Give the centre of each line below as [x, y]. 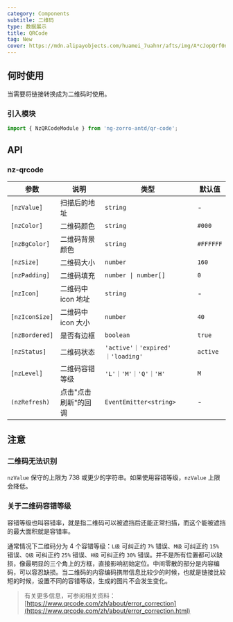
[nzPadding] [31, 275]
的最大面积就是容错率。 [41, 531]
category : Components [38, 14]
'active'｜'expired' [138, 347]
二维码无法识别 [32, 461]
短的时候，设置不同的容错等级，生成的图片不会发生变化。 [89, 580]
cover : [17, 46]
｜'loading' [124, 356]
